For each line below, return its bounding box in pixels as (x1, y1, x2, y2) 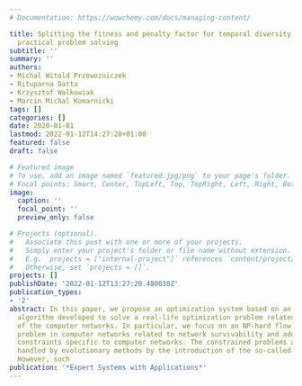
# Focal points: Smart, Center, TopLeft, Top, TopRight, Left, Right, (9, 179, 280, 189)
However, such (17, 355, 70, 364)
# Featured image (9, 163, 75, 172)
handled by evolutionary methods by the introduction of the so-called (17, 346, 292, 355)
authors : (9, 63, 42, 72)
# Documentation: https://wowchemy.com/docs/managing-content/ (9, 13, 252, 22)
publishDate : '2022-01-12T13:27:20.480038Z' (9, 280, 179, 289)
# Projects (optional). (9, 229, 99, 238)
